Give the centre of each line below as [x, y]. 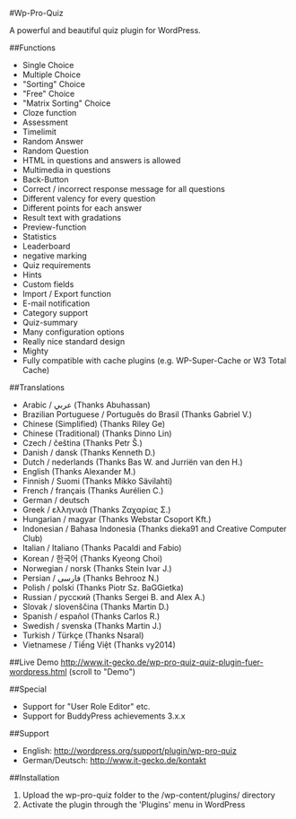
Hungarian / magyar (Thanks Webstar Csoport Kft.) [117, 519]
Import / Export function [67, 294]
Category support [55, 313]
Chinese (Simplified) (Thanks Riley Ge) [94, 424]
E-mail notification [56, 303]
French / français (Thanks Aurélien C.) [93, 491]
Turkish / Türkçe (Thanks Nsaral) [83, 635]
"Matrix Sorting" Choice [66, 103]
